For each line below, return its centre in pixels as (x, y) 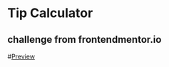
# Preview (21, 56)
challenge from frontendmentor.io (84, 40)
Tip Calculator (50, 13)
